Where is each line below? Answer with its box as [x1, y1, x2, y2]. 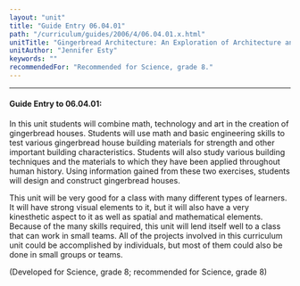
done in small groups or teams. [9, 249, 123, 260]
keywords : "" [9, 54, 58, 63]
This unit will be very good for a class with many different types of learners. [9, 192, 287, 203]
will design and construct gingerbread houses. [9, 176, 180, 186]
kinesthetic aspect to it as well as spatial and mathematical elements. [9, 211, 263, 223]
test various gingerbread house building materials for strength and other [9, 137, 275, 148]
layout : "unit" [9, 12, 66, 22]
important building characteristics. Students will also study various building [9, 147, 286, 158]
